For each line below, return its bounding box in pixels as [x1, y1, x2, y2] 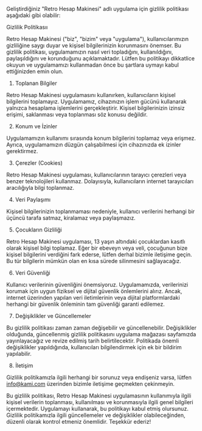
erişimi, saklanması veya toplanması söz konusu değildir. [6, 111, 148, 118]
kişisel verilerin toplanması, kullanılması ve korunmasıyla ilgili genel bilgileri [6, 399, 193, 405]
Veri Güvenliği [15, 269, 50, 277]
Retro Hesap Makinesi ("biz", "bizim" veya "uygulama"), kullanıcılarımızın [6, 35, 189, 42]
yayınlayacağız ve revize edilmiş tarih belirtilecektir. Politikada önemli [6, 337, 179, 344]
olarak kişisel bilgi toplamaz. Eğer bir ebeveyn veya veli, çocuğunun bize [6, 244, 188, 252]
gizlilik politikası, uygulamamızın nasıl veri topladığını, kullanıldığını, [6, 48, 173, 56]
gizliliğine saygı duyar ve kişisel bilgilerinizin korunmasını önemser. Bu [6, 42, 181, 49]
